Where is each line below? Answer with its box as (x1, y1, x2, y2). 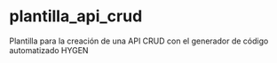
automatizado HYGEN (9, 44, 89, 55)
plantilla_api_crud (9, 6, 143, 27)
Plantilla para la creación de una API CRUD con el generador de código (9, 35, 269, 46)
